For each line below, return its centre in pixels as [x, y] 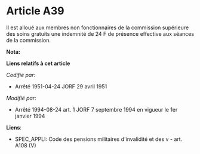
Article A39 [35, 11]
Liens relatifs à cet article [38, 63]
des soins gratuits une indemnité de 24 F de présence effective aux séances [100, 33]
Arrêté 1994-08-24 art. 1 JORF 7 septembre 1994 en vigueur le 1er [96, 109]
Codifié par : [21, 75]
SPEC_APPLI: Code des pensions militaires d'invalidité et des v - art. [99, 139]
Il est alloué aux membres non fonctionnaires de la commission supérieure [98, 27]
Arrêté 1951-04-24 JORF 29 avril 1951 [61, 86]
